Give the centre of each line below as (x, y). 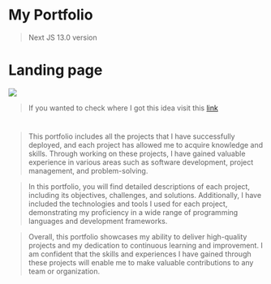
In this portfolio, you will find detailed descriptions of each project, (139, 187)
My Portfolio (51, 15)
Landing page (56, 70)
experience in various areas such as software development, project (141, 162)
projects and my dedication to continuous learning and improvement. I (146, 246)
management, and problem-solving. (88, 171)
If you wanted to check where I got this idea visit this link (123, 108)
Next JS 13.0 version (62, 37)
